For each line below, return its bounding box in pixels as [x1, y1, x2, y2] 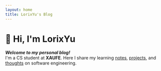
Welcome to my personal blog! [5, 50, 70, 56]
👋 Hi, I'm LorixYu [5, 33, 76, 45]
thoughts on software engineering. [5, 60, 77, 66]
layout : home [5, 7, 33, 12]
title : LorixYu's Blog [5, 12, 53, 17]
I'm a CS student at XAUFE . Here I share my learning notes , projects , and [5, 55, 156, 61]
